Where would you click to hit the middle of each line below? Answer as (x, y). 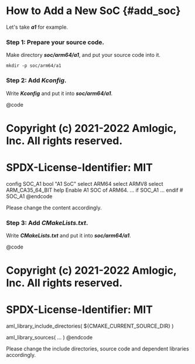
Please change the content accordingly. (54, 207)
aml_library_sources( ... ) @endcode (49, 338)
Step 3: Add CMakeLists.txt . (47, 223)
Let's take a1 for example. (37, 27)
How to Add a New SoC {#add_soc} (93, 11)
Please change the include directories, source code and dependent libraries (97, 349)
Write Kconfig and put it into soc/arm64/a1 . (59, 93)
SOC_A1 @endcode (29, 196)
